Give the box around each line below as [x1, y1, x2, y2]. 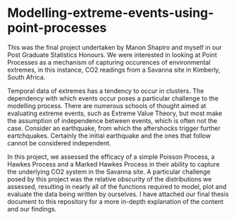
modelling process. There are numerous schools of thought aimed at [7, 101, 206, 110]
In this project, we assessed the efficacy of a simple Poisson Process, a [7, 153, 215, 161]
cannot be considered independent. [7, 138, 111, 147]
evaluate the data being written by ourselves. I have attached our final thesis [7, 190, 229, 198]
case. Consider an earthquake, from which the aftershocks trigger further [7, 124, 221, 132]
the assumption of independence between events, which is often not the [7, 116, 218, 124]
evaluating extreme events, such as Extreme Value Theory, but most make [7, 109, 223, 117]
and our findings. [7, 205, 57, 213]
